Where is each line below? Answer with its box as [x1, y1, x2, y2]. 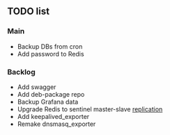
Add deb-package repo [17, 90, 85, 98]
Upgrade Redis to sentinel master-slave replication [17, 104, 163, 113]
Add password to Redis [17, 49, 85, 58]
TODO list [7, 6, 50, 17]
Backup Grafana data [17, 97, 79, 106]
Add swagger [17, 83, 56, 91]
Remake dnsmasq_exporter [17, 120, 96, 128]
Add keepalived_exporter [17, 112, 90, 120]
